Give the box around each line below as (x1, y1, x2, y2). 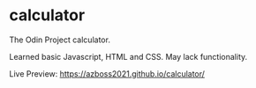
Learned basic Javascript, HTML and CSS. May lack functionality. (9, 51, 248, 62)
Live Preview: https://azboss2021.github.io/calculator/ (9, 68, 206, 79)
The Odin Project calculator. (9, 34, 110, 45)
